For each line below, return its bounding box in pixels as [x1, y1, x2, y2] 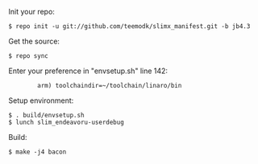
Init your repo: [8, 7, 55, 16]
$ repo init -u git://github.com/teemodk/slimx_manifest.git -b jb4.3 [8, 23, 251, 31]
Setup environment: [8, 96, 74, 105]
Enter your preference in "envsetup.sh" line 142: [8, 66, 168, 76]
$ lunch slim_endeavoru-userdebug [8, 118, 125, 126]
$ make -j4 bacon [8, 148, 67, 156]
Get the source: [8, 36, 60, 46]
